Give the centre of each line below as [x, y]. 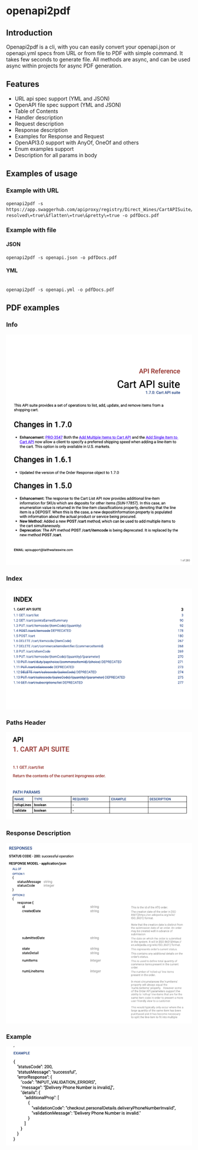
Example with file [31, 230]
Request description [39, 124]
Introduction [29, 33]
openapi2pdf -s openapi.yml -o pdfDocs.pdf [60, 290]
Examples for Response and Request [59, 136]
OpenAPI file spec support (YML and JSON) [68, 105]
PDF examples [33, 308]
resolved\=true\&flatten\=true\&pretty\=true [63, 215]
